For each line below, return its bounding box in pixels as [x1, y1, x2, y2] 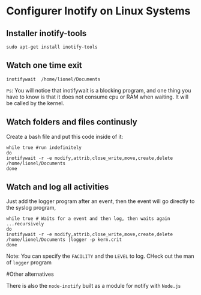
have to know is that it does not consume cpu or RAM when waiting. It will [6, 93, 189, 100]
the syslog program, [6, 204, 56, 211]
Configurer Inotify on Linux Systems [6, 4, 191, 18]
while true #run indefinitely [6, 144, 82, 151]
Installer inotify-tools [6, 28, 87, 38]
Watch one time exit [6, 60, 82, 70]
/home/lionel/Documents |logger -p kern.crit [6, 237, 122, 243]
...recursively [6, 221, 44, 227]
